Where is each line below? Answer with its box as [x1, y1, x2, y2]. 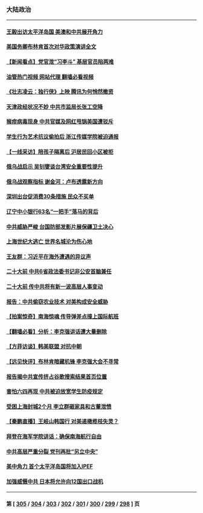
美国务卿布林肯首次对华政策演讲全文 [6, 43, 97, 50]
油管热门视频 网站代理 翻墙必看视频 [6, 73, 94, 80]
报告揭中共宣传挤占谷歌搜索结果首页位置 [6, 372, 107, 380]
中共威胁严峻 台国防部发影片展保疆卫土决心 [6, 223, 114, 230]
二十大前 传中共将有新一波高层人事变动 [6, 283, 103, 290]
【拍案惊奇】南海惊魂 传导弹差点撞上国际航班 [6, 313, 119, 320]
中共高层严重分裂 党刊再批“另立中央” [6, 448, 98, 455]
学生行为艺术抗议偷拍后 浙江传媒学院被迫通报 [6, 133, 119, 141]
